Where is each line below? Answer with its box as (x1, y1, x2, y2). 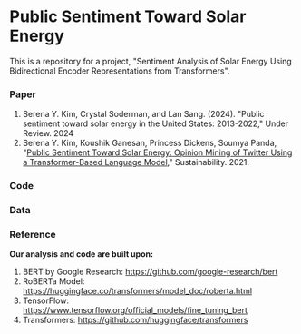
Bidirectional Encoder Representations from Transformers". (9, 65, 230, 76)
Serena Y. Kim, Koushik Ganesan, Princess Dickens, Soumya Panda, (22, 138, 277, 149)
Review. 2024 (22, 128, 74, 139)
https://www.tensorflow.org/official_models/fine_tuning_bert (22, 305, 248, 316)
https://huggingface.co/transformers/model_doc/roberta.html (22, 286, 252, 297)
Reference (9, 229, 56, 241)
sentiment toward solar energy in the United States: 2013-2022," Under (22, 118, 288, 129)
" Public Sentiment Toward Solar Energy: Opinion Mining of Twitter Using (22, 147, 293, 158)
